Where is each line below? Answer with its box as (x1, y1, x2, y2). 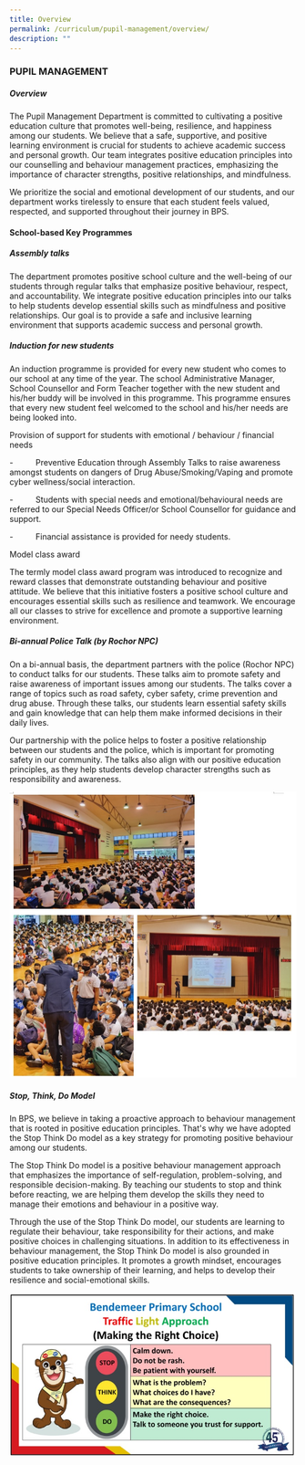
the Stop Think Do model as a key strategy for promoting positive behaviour (9, 1133, 294, 1144)
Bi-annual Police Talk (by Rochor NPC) (9, 635, 159, 647)
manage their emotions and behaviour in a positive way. (9, 1198, 219, 1209)
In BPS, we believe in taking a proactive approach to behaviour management (9, 1114, 296, 1125)
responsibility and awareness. (9, 773, 122, 784)
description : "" (9, 34, 71, 43)
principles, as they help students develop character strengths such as (9, 763, 271, 775)
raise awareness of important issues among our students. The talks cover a (9, 678, 292, 689)
